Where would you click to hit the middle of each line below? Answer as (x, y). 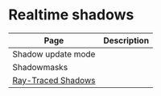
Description (126, 40)
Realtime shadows (71, 15)
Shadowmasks (40, 67)
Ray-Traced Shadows (54, 80)
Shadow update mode (54, 54)
